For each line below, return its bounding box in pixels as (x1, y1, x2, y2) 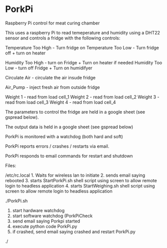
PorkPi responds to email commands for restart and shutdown (5, 153, 133, 159)
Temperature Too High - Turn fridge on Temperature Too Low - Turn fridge (5, 44, 159, 50)
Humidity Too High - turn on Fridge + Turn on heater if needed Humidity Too (5, 59, 162, 65)
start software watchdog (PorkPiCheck (12, 213, 93, 219)
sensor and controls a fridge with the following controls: (5, 35, 120, 41)
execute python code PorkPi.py (12, 223, 77, 229)
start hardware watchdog (12, 207, 65, 213)
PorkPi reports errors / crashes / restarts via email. (5, 143, 109, 149)
